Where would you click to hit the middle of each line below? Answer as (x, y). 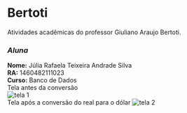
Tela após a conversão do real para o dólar (69, 103)
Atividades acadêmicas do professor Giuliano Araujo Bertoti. (94, 32)
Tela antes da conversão (43, 88)
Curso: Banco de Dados (42, 80)
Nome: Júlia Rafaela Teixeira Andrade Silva (70, 66)
